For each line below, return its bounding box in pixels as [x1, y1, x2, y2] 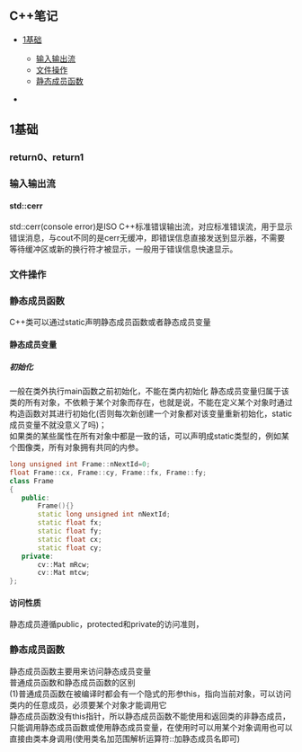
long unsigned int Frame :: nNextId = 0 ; [9, 460, 151, 469]
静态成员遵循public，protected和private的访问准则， [9, 619, 204, 630]
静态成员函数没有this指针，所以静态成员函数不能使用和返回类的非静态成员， [9, 711, 290, 721]
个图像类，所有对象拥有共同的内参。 [9, 442, 144, 453]
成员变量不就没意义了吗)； [9, 420, 108, 430]
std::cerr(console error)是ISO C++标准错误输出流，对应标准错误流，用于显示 [9, 221, 293, 232]
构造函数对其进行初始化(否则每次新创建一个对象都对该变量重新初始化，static [9, 408, 292, 420]
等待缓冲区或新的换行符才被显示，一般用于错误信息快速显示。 [9, 243, 238, 254]
